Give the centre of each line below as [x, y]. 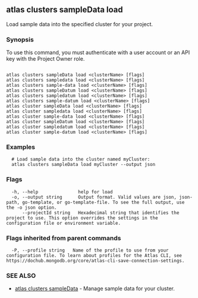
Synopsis [20, 39]
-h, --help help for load [62, 192]
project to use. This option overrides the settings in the [82, 218]
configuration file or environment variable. [63, 223]
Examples [21, 147]
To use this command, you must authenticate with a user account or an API [98, 52]
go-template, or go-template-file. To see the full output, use [103, 202]
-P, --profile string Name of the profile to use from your [90, 250]
